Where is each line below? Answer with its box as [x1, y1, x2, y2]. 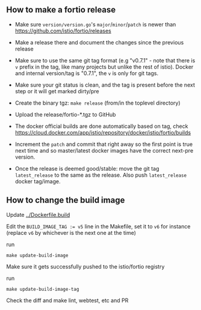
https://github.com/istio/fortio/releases [14, 27, 111, 34]
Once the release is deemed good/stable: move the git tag [14, 165, 159, 172]
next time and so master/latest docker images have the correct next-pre [14, 147, 194, 154]
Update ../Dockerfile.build [6, 211, 70, 218]
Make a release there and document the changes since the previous [14, 38, 184, 46]
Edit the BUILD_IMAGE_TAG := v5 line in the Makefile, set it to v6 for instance [6, 222, 191, 230]
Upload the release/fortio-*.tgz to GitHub [14, 111, 116, 118]
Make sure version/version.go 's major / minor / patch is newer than [14, 20, 176, 28]
